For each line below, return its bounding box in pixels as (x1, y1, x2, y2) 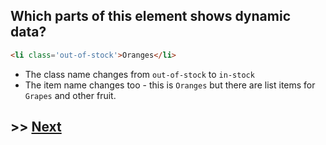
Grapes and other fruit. (24, 89, 117, 101)
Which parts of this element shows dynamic (10, 8, 291, 25)
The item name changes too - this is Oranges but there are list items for (24, 79, 316, 91)
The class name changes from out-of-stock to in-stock (24, 68, 255, 80)
